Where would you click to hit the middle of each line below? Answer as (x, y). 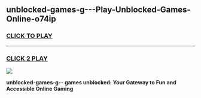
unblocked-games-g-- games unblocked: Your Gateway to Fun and (91, 82)
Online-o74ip (31, 19)
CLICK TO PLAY (29, 36)
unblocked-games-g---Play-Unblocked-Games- (98, 10)
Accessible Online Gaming (40, 88)
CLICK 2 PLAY (27, 58)
